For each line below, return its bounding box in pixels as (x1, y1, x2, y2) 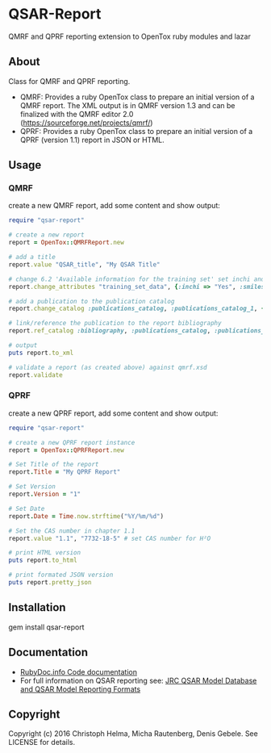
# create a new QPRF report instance (8, 438, 135, 446)
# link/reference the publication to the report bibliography (8, 320, 222, 328)
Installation (8, 600, 66, 614)
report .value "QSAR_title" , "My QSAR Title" (8, 260, 161, 269)
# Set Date (8, 504, 45, 512)
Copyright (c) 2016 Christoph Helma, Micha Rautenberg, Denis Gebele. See (8, 729, 258, 738)
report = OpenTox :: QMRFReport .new (8, 239, 125, 247)
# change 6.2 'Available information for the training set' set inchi (8, 275, 251, 283)
